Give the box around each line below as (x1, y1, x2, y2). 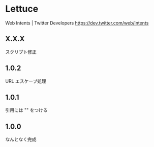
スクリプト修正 (5, 49, 37, 55)
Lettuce (5, 3, 39, 15)
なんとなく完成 (5, 136, 37, 142)
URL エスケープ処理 (5, 78, 47, 84)
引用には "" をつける (5, 107, 48, 113)
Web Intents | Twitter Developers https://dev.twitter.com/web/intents (5, 20, 149, 26)
